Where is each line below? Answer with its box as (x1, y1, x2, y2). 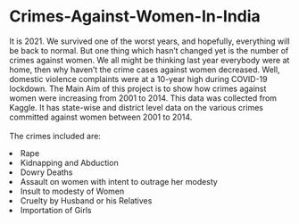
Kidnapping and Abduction (21, 157, 119, 168)
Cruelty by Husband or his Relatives (21, 195, 153, 206)
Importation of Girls (21, 204, 92, 215)
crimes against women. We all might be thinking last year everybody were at (9, 54, 290, 65)
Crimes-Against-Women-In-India (9, 6, 261, 27)
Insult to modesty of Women (21, 186, 125, 196)
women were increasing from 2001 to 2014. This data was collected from (9, 92, 278, 104)
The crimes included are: (9, 130, 101, 141)
